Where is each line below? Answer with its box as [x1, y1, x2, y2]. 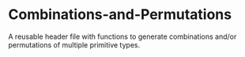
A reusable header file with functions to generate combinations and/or [8, 32, 237, 41]
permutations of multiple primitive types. [8, 40, 141, 49]
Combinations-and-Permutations [8, 6, 232, 24]
